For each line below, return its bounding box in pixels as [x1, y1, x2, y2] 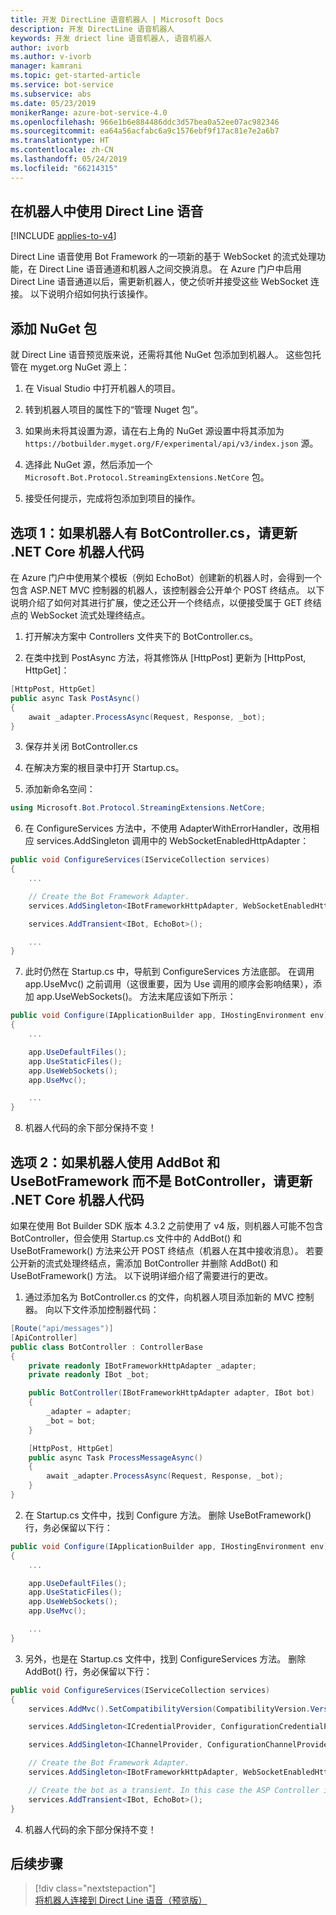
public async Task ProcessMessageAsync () [28, 1452, 203, 1463]
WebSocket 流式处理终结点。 [29, 609, 151, 621]
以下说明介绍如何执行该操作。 [29, 288, 153, 300]
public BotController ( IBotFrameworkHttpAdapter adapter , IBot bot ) [28, 1388, 315, 1398]
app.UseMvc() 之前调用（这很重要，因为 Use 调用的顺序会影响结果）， [24, 978, 314, 990]
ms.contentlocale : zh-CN [10, 145, 114, 155]
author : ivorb [10, 42, 70, 53]
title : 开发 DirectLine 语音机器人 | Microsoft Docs [10, 14, 224, 25]
